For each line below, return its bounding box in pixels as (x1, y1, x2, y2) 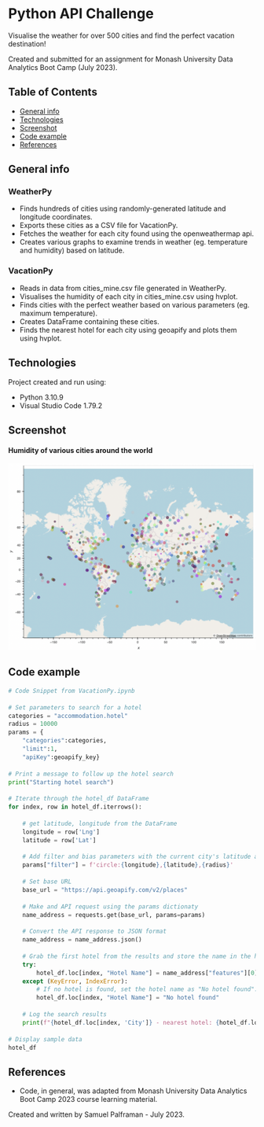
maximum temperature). (19, 308, 98, 318)
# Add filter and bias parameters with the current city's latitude (22, 853, 251, 861)
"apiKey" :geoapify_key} (22, 753, 101, 761)
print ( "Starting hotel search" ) (8, 778, 114, 786)
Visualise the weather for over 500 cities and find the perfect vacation (8, 31, 235, 40)
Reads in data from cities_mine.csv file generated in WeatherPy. (19, 283, 227, 293)
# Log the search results (22, 1011, 108, 1018)
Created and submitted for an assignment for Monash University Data (8, 54, 233, 64)
